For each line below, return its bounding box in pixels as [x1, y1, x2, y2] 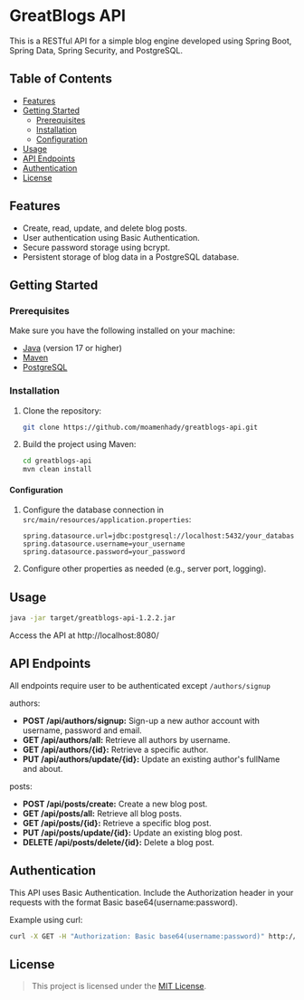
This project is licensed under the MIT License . [31, 981, 207, 992]
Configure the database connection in [22, 504, 165, 516]
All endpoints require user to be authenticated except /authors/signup [9, 680, 271, 690]
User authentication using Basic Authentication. [22, 232, 201, 243]
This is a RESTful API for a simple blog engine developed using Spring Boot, [9, 35, 292, 46]
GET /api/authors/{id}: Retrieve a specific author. [22, 744, 209, 755]
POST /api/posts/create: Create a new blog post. [22, 798, 208, 809]
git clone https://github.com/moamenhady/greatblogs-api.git [22, 423, 259, 432]
